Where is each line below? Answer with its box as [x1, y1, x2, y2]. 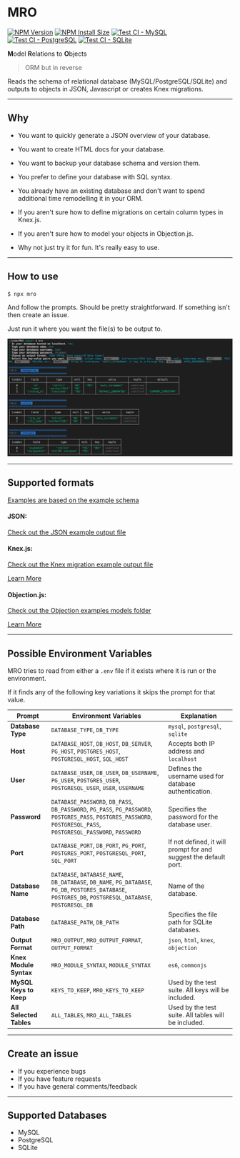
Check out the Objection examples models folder [7, 607, 151, 615]
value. [7, 696, 26, 704]
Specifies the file [167, 910, 218, 919]
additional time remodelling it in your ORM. [17, 194, 144, 202]
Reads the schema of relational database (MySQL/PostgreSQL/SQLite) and [7, 76, 227, 86]
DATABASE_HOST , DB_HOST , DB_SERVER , [51, 739, 153, 747]
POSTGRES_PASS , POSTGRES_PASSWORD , [51, 812, 153, 821]
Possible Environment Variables [7, 647, 152, 659]
